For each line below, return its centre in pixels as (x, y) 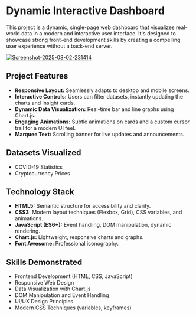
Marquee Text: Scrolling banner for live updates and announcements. (99, 134)
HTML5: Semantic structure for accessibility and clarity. (83, 206)
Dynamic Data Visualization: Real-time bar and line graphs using (94, 109)
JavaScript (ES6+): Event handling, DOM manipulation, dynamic (93, 225)
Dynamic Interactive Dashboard (86, 11)
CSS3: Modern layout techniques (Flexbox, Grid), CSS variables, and (98, 212)
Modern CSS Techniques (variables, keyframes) (73, 308)
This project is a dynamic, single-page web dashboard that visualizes (91, 27)
